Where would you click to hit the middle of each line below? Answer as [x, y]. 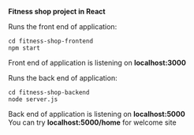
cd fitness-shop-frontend [50, 41]
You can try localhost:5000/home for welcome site [92, 122]
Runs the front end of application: [63, 26]
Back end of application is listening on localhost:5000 [97, 114]
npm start [24, 48]
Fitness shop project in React [57, 11]
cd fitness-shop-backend [49, 92]
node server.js [33, 99]
